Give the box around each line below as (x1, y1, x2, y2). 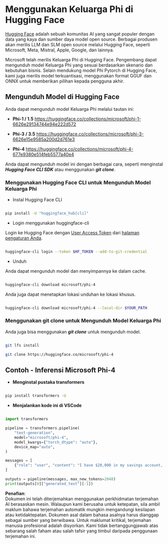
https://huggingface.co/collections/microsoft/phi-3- (36, 131, 144, 137)
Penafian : (5, 490, 26, 496)
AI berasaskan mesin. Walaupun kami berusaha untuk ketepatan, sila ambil (5, 501, 160, 507)
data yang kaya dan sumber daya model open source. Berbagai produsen (5, 36, 157, 42)
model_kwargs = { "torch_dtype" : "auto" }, (14, 439, 98, 445)
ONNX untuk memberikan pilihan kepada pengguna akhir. (5, 78, 125, 84)
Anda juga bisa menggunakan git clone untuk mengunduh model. (5, 329, 141, 335)
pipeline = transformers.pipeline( (5, 426, 80, 431)
